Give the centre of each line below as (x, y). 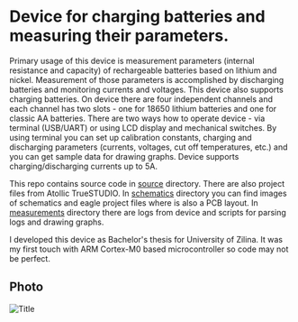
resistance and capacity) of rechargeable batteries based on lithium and (143, 70)
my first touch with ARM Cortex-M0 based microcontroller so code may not (149, 249)
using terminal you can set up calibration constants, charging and (131, 137)
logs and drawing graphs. (57, 222)
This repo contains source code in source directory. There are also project (147, 183)
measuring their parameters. (119, 36)
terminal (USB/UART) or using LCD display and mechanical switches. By (143, 127)
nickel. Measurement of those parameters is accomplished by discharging (147, 79)
